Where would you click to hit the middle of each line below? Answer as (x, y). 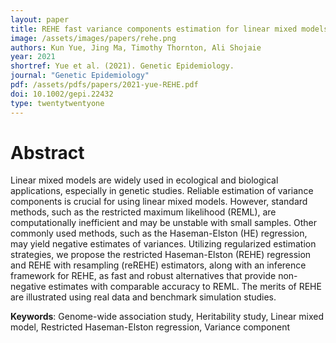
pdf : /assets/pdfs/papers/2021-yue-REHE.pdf (104, 85)
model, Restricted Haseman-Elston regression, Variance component (150, 327)
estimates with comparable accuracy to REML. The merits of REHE (185, 287)
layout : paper (40, 19)
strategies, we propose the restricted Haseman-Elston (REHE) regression (161, 255)
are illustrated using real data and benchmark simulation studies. (143, 297)
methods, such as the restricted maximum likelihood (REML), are (143, 212)
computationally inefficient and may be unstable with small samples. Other (163, 223)
